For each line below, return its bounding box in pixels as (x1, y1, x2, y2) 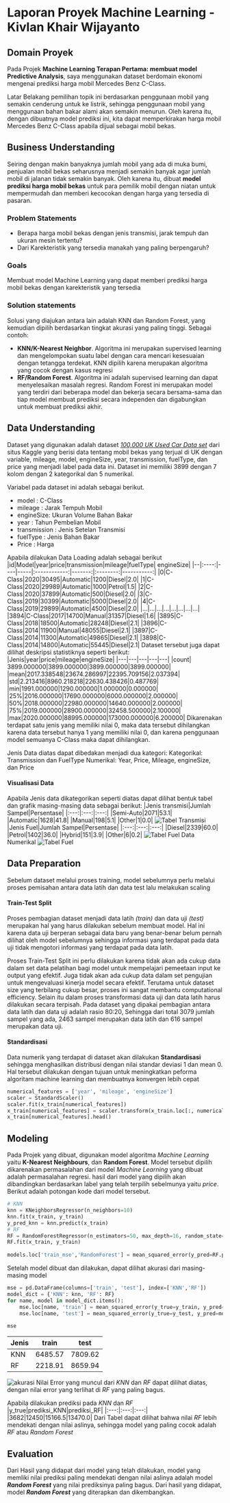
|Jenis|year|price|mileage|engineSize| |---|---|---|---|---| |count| (7, 655, 192, 663)
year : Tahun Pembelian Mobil (16, 518, 101, 526)
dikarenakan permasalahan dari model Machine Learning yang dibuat (7, 1166, 203, 1174)
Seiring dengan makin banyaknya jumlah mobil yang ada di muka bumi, (7, 160, 207, 168)
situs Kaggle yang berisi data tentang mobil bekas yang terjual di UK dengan (7, 448, 223, 456)
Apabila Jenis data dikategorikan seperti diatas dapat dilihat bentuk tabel (7, 794, 213, 802)
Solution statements (7, 300, 77, 310)
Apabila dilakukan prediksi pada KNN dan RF (7, 1399, 133, 1407)
